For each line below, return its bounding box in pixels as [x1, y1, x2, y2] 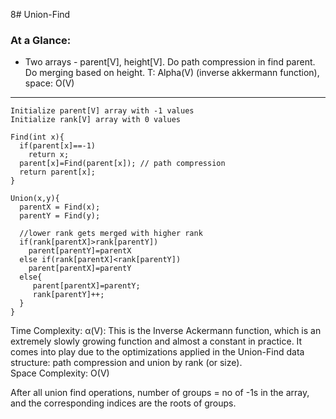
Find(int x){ [10, 132, 65, 143]
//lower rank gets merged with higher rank [19, 229, 203, 239]
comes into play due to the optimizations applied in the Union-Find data [10, 346, 305, 358]
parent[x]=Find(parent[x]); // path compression [19, 159, 226, 169]
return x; [28, 150, 70, 160]
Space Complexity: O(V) [10, 367, 110, 379]
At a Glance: [10, 33, 72, 47]
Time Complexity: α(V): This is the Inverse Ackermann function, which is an [10, 325, 322, 337]
